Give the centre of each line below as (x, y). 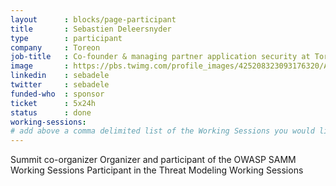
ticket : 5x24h (53, 103)
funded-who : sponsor (57, 94)
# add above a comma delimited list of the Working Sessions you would (162, 131)
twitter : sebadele (60, 85)
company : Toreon (55, 47)
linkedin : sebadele (60, 76)
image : (40, 66)
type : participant (66, 38)
